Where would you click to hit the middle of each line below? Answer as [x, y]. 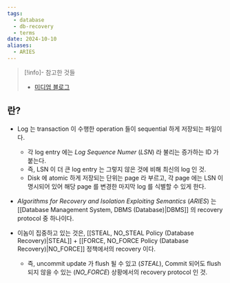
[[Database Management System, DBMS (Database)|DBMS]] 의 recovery [120, 209]
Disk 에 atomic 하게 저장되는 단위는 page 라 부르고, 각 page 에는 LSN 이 [125, 178]
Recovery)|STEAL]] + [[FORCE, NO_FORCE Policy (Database [103, 240]
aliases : [20, 45]
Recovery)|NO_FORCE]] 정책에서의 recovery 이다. [86, 249]
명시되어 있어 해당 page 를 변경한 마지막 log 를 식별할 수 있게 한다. [117, 186]
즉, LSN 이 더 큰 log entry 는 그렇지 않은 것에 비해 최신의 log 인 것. [117, 169]
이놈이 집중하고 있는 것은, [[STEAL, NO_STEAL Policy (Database [105, 233]
